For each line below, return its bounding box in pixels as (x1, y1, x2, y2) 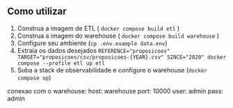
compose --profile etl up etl (17, 59, 106, 67)
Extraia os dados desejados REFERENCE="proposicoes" (17, 46, 170, 54)
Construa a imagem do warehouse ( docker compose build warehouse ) (17, 31, 219, 40)
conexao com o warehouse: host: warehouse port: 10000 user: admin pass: (7, 86, 224, 95)
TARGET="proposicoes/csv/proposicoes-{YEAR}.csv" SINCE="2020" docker (17, 54, 227, 61)
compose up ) (17, 73, 51, 82)
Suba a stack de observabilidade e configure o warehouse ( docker (17, 65, 207, 74)
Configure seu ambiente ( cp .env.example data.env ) (17, 38, 168, 47)
